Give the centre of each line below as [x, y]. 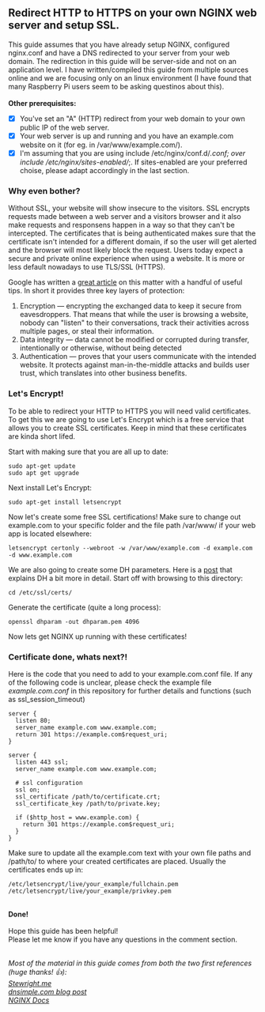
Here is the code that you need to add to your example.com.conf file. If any [131, 674]
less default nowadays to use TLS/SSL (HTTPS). [87, 267]
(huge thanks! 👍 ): [38, 972]
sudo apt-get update [42, 466]
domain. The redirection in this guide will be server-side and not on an [123, 61]
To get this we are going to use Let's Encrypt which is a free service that [126, 419]
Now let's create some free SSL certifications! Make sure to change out [125, 516]
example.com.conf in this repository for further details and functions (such [130, 690]
